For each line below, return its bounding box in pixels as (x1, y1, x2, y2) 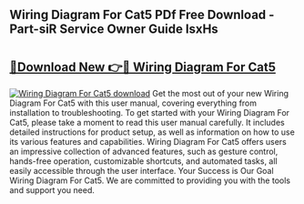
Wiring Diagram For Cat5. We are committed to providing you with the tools (9, 175, 291, 186)
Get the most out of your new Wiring (152, 88, 289, 98)
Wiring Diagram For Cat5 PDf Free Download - (9, 7, 275, 23)
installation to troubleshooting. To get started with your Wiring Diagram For (9, 107, 289, 117)
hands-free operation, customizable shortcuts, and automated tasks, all (9, 156, 278, 167)
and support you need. (9, 185, 96, 195)
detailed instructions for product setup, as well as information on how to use (9, 127, 296, 138)
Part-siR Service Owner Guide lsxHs (9, 22, 218, 37)
